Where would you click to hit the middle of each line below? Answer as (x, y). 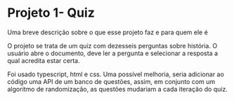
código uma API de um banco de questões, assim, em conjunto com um (111, 81)
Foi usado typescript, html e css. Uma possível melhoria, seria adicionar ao (116, 74)
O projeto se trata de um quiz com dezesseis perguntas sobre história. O (112, 45)
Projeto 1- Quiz (51, 13)
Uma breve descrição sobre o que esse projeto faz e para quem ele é (108, 32)
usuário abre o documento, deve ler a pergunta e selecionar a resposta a (113, 53)
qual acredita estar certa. (44, 60)
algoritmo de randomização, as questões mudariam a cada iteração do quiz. (118, 89)
